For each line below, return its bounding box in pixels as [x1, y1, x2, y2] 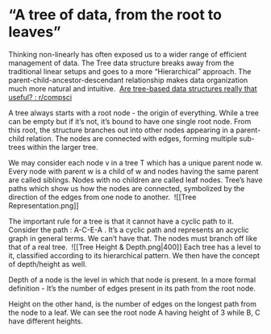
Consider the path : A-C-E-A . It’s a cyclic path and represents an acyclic [8, 224, 250, 235]
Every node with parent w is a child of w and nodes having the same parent [8, 166, 259, 176]
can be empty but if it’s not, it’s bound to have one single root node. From [8, 116, 252, 126]
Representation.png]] [8, 200, 79, 211]
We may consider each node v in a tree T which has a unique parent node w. [8, 157, 263, 167]
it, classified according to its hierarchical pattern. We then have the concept [8, 250, 261, 260]
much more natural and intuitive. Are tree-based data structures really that [8, 83, 257, 94]
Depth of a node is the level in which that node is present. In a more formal [8, 274, 256, 284]
